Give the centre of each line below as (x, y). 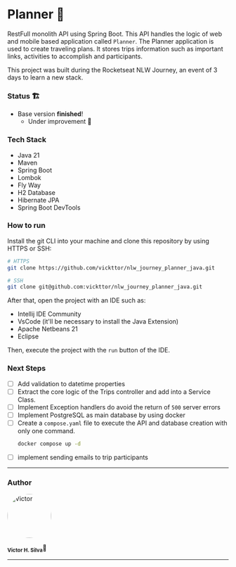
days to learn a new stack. (45, 77)
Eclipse (28, 336)
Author (20, 483)
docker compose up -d (49, 444)
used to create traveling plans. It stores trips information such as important (115, 49)
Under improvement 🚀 (60, 122)
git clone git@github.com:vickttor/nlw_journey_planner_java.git (105, 287)
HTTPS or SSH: (29, 248)
